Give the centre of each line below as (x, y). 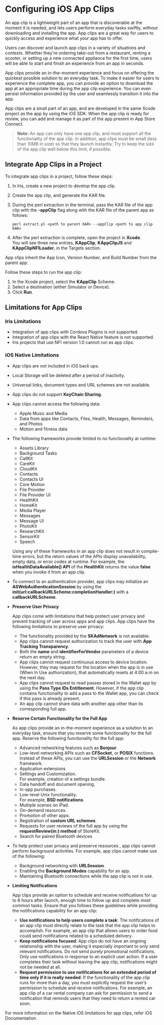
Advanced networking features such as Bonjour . (69, 748)
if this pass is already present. (50, 698)
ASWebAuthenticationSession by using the (57, 586)
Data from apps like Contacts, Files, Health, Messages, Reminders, (87, 418)
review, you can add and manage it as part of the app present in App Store (80, 119)
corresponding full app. (43, 708)
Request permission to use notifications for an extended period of (88, 972)
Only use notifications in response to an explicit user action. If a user (89, 956)
